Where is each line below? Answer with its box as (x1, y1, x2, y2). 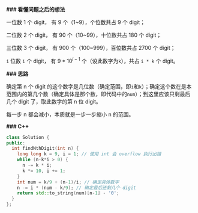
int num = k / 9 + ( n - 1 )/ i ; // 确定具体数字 (17, 179, 119, 185)
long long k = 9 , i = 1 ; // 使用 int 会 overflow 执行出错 (17, 151, 161, 157)
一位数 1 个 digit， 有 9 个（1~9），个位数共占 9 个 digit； (6, 19, 146, 26)
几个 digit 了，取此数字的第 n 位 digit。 (6, 97, 101, 105)
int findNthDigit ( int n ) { (11, 146, 79, 152)
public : (6, 140, 26, 146)
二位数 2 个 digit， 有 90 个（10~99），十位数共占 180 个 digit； (6, 31, 162, 39)
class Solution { (6, 134, 50, 140)
